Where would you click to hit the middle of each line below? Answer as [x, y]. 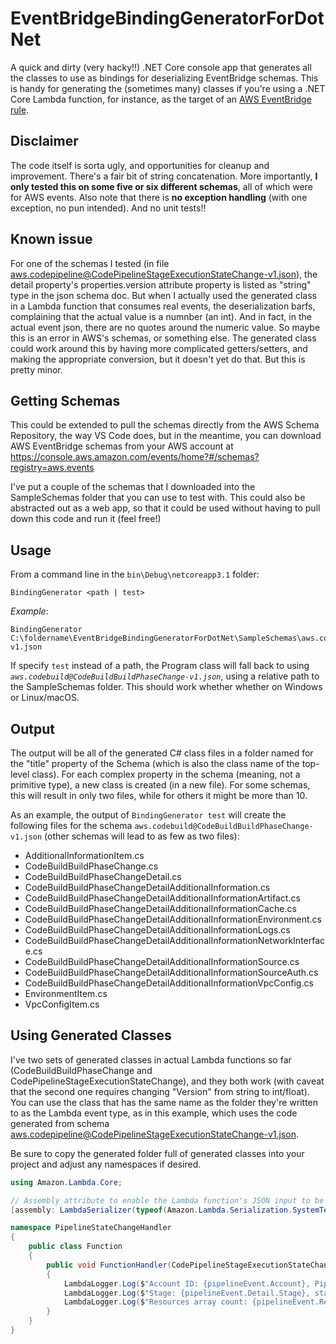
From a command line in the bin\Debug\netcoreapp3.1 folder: [135, 574]
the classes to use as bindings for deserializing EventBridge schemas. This [164, 78]
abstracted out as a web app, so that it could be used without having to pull [165, 508]
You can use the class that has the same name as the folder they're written [164, 1102]
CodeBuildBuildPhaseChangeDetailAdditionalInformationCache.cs [160, 908]
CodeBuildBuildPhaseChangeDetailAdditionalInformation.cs [147, 887]
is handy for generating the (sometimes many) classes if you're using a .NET [168, 88]
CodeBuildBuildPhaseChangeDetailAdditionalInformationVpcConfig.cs [169, 983]
